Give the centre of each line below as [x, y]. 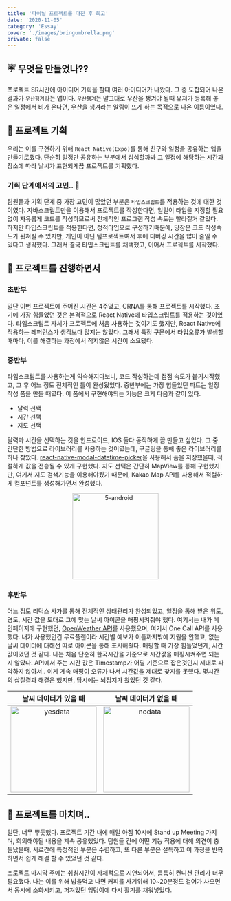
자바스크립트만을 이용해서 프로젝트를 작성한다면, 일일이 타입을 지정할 [119, 210]
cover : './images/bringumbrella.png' [61, 33]
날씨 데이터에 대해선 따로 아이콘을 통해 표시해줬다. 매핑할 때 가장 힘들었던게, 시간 [115, 645]
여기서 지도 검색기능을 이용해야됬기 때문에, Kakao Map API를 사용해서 [110, 475]
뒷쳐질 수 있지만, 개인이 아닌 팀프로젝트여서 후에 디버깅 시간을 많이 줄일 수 [119, 236]
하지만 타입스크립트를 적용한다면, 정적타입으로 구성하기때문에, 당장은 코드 [106, 227]
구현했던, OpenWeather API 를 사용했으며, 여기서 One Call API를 [123, 628]
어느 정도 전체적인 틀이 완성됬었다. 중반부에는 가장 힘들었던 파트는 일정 [125, 385]
